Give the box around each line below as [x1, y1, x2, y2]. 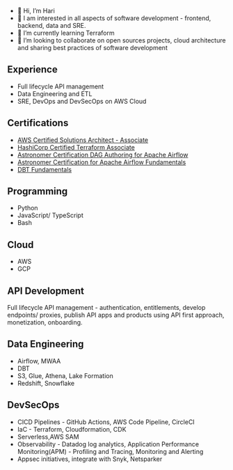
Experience [7, 63, 58, 76]
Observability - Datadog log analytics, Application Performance [17, 439, 200, 448]
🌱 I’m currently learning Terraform [17, 29, 115, 37]
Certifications [7, 117, 69, 129]
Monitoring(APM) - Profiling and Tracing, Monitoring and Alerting [17, 447, 204, 455]
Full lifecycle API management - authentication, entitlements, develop [7, 304, 206, 312]
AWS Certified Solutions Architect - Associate [17, 136, 149, 144]
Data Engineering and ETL [17, 89, 93, 97]
